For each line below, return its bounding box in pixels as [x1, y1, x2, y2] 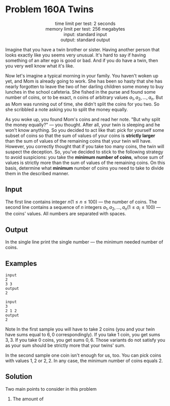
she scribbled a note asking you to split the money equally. [5, 106, 128, 113]
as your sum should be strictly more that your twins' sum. [5, 342, 125, 348]
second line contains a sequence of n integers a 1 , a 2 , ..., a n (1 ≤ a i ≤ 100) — [5, 204, 161, 211]
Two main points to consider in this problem [5, 386, 97, 392]
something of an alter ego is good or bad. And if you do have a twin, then [5, 57, 158, 63]
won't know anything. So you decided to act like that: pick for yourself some [5, 127, 164, 133]
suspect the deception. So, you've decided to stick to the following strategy [5, 149, 163, 155]
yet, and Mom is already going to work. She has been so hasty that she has [5, 78, 162, 84]
